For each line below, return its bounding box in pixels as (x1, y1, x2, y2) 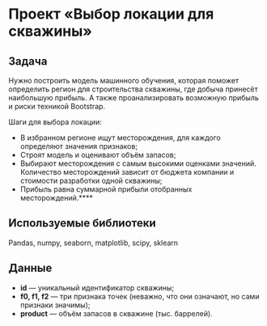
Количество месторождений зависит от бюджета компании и (19, 167, 235, 176)
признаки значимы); (19, 300, 91, 310)
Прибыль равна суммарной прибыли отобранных (19, 184, 193, 194)
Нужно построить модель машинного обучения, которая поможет (8, 76, 239, 85)
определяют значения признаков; (19, 142, 138, 150)
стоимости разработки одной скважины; (19, 176, 163, 185)
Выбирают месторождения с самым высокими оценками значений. (19, 159, 256, 168)
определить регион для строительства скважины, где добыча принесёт (8, 84, 259, 94)
